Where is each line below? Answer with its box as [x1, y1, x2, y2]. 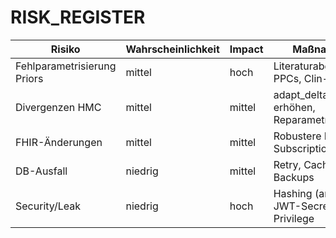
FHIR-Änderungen [15, 135, 103, 149]
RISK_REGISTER [10, 6, 146, 29]
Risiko [50, 42, 81, 56]
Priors [15, 71, 44, 85]
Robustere [273, 129, 322, 143]
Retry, [273, 157, 302, 171]
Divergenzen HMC [15, 100, 102, 114]
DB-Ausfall [15, 164, 68, 178]
